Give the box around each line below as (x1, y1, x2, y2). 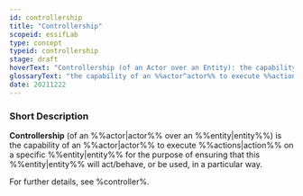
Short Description (9, 110, 89, 122)
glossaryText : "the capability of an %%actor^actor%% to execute (9, 72, 260, 81)
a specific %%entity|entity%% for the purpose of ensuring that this (9, 149, 260, 160)
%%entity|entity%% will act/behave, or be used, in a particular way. (9, 158, 263, 169)
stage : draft (9, 55, 59, 64)
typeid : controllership (9, 47, 99, 56)
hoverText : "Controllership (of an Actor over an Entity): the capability (9, 64, 297, 73)
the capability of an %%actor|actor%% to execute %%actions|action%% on (9, 139, 294, 150)
